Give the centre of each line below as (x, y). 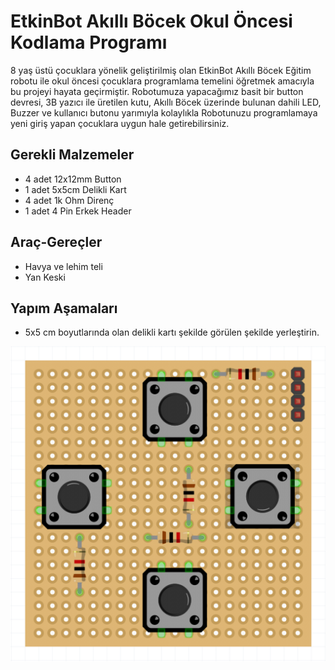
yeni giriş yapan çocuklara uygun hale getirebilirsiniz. (120, 123)
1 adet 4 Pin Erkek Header (78, 211)
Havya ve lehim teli (63, 266)
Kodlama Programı (89, 42)
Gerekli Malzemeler (72, 155)
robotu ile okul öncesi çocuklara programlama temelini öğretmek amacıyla (162, 81)
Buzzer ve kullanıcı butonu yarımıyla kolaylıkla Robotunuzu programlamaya (164, 112)
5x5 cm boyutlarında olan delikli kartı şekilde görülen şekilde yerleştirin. (172, 332)
